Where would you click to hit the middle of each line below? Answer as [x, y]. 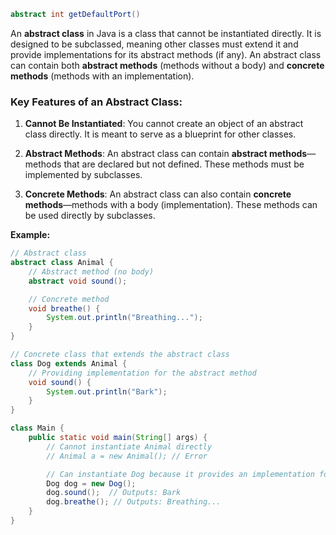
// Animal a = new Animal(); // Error [127, 456]
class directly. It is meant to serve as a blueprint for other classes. [160, 134]
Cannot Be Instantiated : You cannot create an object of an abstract [164, 124]
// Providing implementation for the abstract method [142, 373]
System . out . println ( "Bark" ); [107, 391]
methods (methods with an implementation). [102, 76]
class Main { [37, 428]
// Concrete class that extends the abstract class [120, 355]
